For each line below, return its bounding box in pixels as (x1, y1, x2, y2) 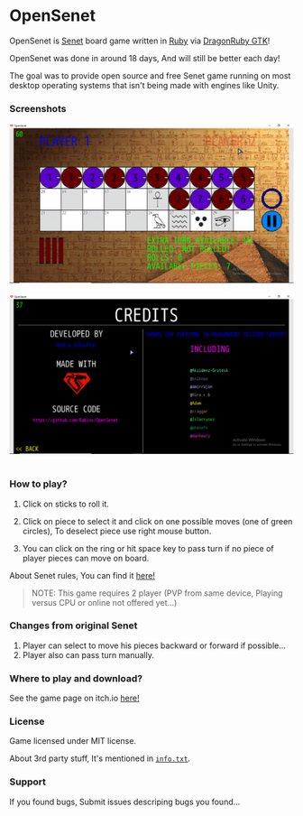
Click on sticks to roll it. (22, 498, 110, 509)
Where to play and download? (9, 672, 142, 684)
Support (9, 775, 47, 788)
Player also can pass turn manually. (22, 649, 155, 660)
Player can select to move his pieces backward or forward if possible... (22, 640, 287, 651)
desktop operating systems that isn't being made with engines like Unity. (9, 79, 280, 90)
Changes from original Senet (9, 619, 138, 632)
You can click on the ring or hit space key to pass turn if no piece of (22, 542, 275, 553)
